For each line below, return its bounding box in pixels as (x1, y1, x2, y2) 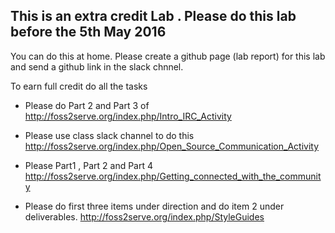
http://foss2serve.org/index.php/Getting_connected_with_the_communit (24, 170, 322, 182)
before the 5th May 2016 (10, 24, 167, 41)
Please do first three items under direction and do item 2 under (24, 200, 285, 212)
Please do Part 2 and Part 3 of (24, 99, 150, 111)
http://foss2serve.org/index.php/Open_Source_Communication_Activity (24, 140, 320, 152)
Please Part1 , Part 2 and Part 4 (24, 159, 154, 171)
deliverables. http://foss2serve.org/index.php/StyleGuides (24, 210, 265, 223)
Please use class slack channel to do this (24, 129, 195, 141)
